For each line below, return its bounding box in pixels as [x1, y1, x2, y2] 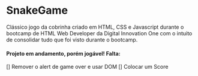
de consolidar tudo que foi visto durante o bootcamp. [6, 36, 138, 43]
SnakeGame [6, 4, 68, 17]
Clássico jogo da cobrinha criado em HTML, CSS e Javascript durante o [6, 23, 184, 31]
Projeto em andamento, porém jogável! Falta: [6, 50, 121, 57]
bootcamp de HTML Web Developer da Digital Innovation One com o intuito [6, 29, 193, 37]
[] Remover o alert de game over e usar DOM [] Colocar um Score [6, 63, 169, 71]
